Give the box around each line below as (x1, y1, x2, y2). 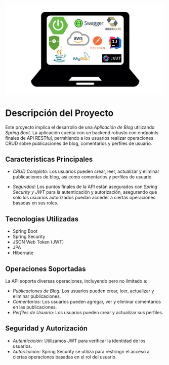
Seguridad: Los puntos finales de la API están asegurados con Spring (12, 184, 158, 190)
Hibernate (12, 250, 34, 256)
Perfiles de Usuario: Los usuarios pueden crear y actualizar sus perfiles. (12, 309, 163, 315)
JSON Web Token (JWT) (12, 239, 64, 245)
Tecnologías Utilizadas (5, 215, 79, 223)
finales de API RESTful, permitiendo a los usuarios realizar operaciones (5, 135, 153, 141)
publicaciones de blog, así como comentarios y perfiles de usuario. (12, 174, 153, 180)
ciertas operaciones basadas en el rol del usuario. (12, 354, 117, 360)
